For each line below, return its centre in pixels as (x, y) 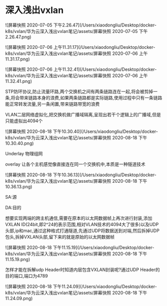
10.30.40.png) (19, 143)
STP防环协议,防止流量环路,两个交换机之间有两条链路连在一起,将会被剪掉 (79, 91)
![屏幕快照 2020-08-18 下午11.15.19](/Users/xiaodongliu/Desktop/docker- (80, 247)
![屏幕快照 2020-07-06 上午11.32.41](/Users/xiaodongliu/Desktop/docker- (81, 69)
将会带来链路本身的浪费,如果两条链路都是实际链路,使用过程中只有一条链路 (86, 97)
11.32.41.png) (19, 81)
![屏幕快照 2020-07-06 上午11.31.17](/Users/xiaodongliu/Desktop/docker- (80, 47)
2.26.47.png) (18, 37)
